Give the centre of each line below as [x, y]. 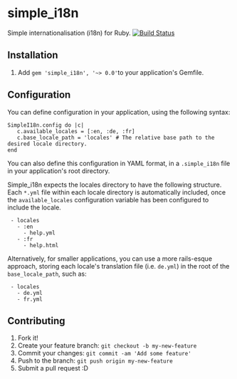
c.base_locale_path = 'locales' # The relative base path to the [116, 137]
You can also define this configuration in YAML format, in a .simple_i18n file [119, 163]
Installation [33, 55]
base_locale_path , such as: [47, 274]
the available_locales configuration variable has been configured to [108, 199]
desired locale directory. [47, 144]
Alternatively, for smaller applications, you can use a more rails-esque [110, 259]
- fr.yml [30, 299]
